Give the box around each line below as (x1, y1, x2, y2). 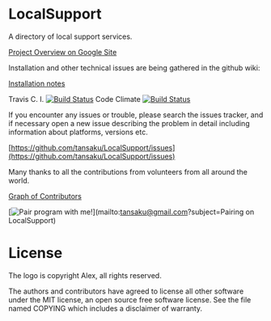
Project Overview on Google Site (8, 47, 117, 57)
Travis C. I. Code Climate (8, 94, 142, 103)
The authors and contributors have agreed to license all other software (8, 286, 244, 296)
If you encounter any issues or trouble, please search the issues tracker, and (8, 110, 264, 120)
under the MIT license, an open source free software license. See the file (8, 294, 252, 304)
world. (8, 175, 30, 185)
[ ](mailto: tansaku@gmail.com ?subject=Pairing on (8, 207, 255, 217)
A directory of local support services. (8, 32, 133, 41)
